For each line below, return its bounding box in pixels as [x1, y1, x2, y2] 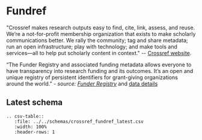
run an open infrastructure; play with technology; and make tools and [6, 43, 177, 50]
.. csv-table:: [6, 113, 44, 119]
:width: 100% [14, 124, 47, 130]
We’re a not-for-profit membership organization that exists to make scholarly [6, 30, 196, 37]
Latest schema [6, 98, 63, 108]
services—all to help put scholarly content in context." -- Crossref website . [6, 49, 192, 56]
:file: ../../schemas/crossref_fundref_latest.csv [14, 118, 144, 124]
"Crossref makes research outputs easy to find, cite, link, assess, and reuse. [6, 24, 195, 31]
